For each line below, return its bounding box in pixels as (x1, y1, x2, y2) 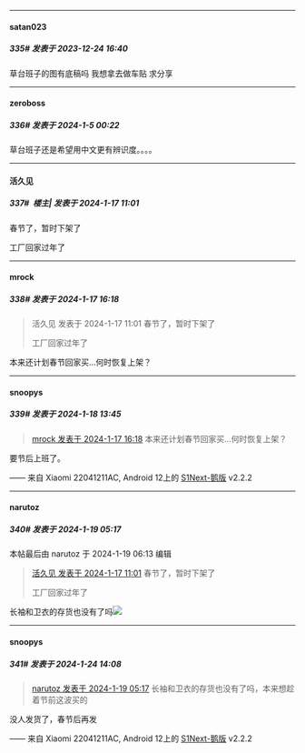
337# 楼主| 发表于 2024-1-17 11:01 (9, 197, 140, 209)
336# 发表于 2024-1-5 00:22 (9, 119, 120, 130)
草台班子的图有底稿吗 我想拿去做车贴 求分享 (9, 67, 173, 78)
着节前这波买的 (31, 694, 88, 705)
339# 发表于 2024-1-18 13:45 (9, 408, 122, 419)
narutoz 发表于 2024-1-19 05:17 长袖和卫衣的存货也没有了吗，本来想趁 (31, 683, 295, 694)
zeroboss (9, 97, 46, 109)
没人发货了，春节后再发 (9, 713, 97, 724)
